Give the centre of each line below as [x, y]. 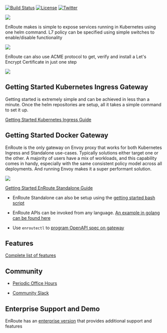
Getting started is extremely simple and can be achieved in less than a [77, 99]
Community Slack [30, 293]
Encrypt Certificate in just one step [41, 62]
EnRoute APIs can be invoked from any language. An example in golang [86, 213]
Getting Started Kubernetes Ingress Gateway [77, 87]
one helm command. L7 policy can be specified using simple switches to [80, 32]
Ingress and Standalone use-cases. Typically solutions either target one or [82, 152]
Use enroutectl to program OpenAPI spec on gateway [68, 228]
